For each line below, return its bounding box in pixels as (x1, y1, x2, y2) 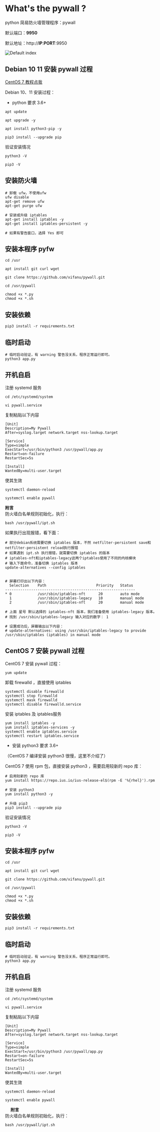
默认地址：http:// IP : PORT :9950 (5, 40, 67, 46)
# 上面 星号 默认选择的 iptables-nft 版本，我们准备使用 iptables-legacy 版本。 (5, 609, 157, 614)
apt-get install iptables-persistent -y (5, 221, 88, 226)
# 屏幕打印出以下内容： (5, 578, 46, 584)
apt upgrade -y (5, 117, 36, 123)
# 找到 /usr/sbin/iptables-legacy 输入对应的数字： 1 (5, 614, 109, 619)
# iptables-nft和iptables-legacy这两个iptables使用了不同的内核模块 (5, 556, 136, 560)
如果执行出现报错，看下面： (5, 529, 61, 535)
